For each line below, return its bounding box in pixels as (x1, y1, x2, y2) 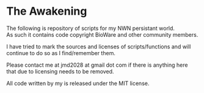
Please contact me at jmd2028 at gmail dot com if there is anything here (6, 61, 188, 69)
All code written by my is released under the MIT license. (6, 80, 150, 87)
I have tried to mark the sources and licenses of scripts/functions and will (6, 43, 191, 50)
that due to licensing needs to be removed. (6, 67, 114, 75)
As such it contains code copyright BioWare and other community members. (6, 31, 199, 38)
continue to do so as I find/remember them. (6, 49, 116, 56)
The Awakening (6, 4, 87, 18)
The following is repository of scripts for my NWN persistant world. (6, 24, 175, 32)
